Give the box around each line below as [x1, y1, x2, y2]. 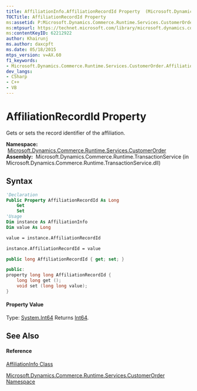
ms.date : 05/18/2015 [6, 47, 57, 53]
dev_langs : [6, 68, 33, 74]
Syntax [6, 176, 33, 186]
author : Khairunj [6, 36, 49, 42]
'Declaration [6, 191, 38, 198]
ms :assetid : [6, 19, 35, 25]
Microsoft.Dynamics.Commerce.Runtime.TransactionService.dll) [6, 159, 161, 166]
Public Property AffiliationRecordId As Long [6, 197, 119, 203]
